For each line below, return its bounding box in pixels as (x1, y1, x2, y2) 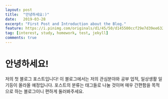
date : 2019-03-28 (5, 16, 46, 21)
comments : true (5, 35, 37, 40)
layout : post (5, 7, 32, 12)
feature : (5, 26, 23, 31)
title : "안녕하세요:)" (5, 12, 49, 17)
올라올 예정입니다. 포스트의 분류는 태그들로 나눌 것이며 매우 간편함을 (18, 82, 151, 88)
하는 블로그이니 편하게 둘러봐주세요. (14, 88, 84, 94)
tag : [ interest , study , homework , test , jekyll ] (5, 30, 108, 35)
